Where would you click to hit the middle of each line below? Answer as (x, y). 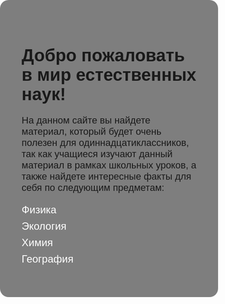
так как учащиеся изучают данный (97, 154)
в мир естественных (109, 75)
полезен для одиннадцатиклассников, (106, 143)
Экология (44, 226)
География (48, 259)
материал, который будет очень (92, 132)
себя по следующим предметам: (93, 188)
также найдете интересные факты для (107, 177)
